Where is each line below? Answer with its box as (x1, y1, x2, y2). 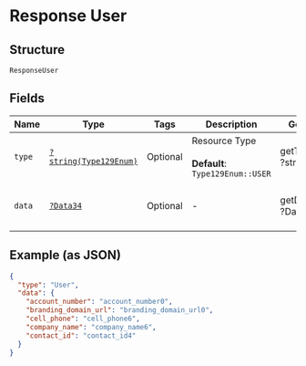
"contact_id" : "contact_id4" (25, 330, 137, 340)
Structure (9, 42, 66, 58)
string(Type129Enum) (48, 156, 138, 166)
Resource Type (191, 134, 257, 147)
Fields (9, 90, 46, 106)
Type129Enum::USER (191, 168, 271, 179)
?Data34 (48, 200, 82, 211)
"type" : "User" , (17, 280, 79, 289)
